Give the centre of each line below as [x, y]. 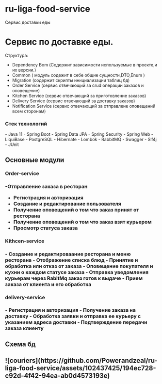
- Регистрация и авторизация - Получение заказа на [70, 310]
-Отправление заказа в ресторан [46, 187]
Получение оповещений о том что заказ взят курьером [82, 222]
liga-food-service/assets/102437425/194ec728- [81, 368]
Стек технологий [26, 124]
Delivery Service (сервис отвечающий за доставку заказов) [73, 101]
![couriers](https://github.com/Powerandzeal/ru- [81, 360]
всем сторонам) [29, 111]
